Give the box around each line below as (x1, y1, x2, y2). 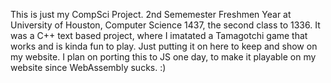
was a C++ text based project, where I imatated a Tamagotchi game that (10, 30, 308, 41)
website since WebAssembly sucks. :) (10, 62, 167, 73)
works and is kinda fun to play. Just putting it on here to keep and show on (10, 40, 318, 52)
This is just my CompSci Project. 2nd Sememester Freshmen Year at (10, 9, 292, 20)
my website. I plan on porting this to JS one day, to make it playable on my (10, 51, 317, 63)
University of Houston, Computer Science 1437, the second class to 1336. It (10, 19, 321, 31)
